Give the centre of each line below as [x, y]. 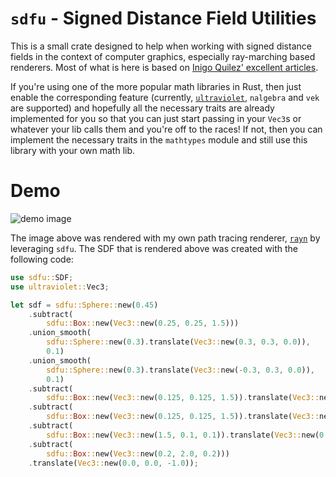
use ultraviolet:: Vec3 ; [60, 287]
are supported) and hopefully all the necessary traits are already [142, 108]
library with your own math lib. [73, 150]
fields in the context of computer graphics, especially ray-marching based [163, 56]
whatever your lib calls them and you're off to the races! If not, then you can [166, 129]
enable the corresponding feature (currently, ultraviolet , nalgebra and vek [165, 97]
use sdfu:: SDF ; [42, 277]
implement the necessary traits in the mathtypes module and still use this [159, 139]
